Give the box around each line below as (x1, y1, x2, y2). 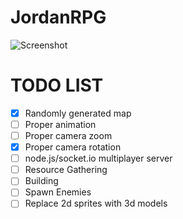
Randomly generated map (24, 107, 132, 119)
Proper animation (24, 118, 97, 130)
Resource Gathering (24, 164, 108, 176)
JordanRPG (10, 6, 107, 29)
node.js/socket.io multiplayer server (24, 152, 173, 165)
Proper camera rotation (24, 141, 122, 153)
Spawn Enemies (24, 186, 92, 198)
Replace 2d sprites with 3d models (24, 197, 168, 210)
